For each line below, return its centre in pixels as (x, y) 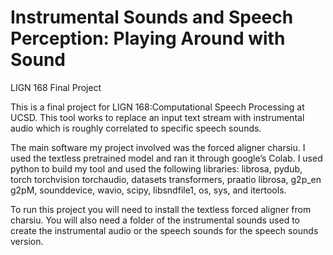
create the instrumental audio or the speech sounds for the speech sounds (164, 230)
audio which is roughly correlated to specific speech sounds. (136, 128)
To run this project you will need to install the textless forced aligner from (161, 209)
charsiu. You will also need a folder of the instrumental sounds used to (155, 220)
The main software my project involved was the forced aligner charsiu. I (158, 147)
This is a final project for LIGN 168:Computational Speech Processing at (157, 107)
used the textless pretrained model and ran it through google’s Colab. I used (166, 158)
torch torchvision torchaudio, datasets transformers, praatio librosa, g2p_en (166, 179)
